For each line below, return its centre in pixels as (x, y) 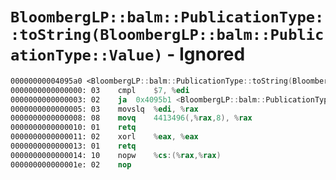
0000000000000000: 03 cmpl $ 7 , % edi (100, 90)
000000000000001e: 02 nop (71, 164)
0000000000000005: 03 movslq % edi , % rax (104, 109)
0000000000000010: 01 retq (73, 128)
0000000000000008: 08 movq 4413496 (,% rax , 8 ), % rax (131, 118)
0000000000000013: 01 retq (73, 146)
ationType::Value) (86, 55)
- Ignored (206, 54)
